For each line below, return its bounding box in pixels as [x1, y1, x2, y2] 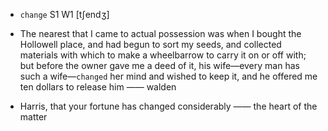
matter [19, 111, 48, 123]
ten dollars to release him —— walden [19, 81, 177, 93]
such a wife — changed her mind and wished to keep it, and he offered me [19, 70, 318, 82]
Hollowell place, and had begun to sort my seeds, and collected [19, 39, 282, 50]
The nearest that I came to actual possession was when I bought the [19, 28, 302, 39]
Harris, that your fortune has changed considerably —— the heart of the [19, 100, 318, 112]
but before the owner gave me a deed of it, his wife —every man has [19, 60, 300, 71]
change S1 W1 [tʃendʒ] [19, 9, 110, 20]
